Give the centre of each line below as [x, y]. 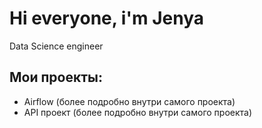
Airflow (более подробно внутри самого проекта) [129, 101]
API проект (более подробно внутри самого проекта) [138, 112]
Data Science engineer [56, 46]
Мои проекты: [56, 77]
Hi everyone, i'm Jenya [106, 18]
